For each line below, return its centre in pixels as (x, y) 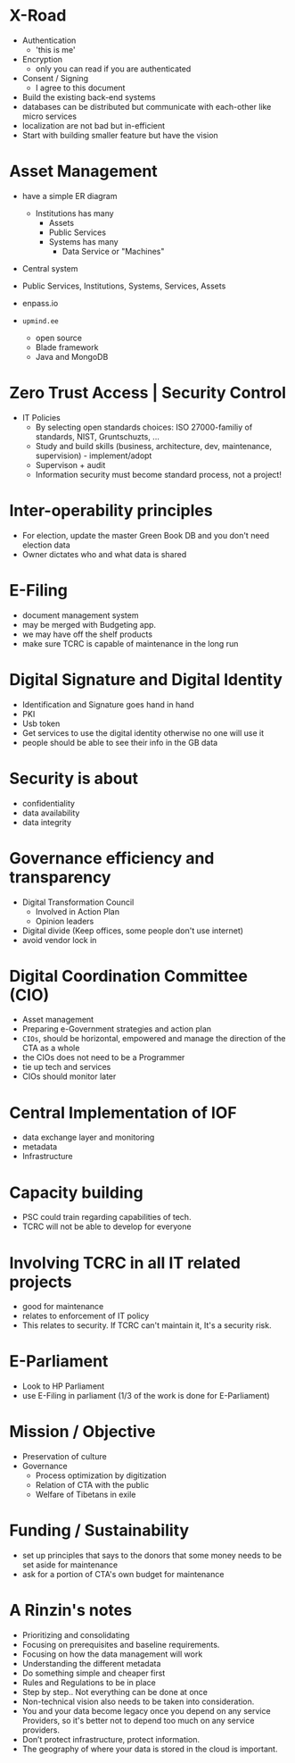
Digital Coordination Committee (128, 976)
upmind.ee (41, 321)
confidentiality (49, 803)
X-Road (38, 16)
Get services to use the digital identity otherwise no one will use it (143, 732)
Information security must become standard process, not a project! (159, 474)
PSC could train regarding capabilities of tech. (107, 1217)
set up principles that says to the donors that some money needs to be (152, 1556)
